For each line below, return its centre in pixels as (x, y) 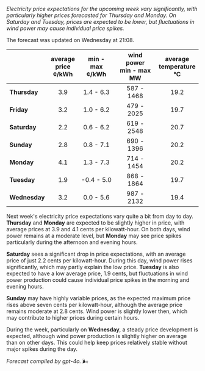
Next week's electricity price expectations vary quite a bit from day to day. (100, 216)
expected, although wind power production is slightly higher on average (97, 336)
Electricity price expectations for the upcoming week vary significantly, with (102, 9)
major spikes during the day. (42, 349)
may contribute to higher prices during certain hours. (73, 318)
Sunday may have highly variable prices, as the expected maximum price (99, 298)
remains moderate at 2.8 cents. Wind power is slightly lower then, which (97, 311)
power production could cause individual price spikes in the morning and (98, 280)
